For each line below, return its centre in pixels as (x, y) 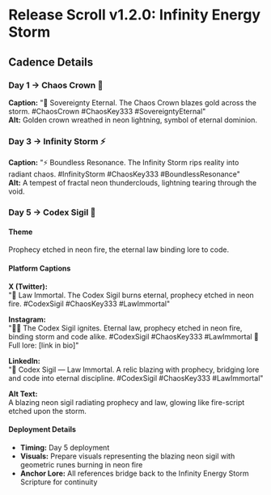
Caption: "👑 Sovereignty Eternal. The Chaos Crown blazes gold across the (133, 102)
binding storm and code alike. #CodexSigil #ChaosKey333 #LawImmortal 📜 (133, 336)
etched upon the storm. (47, 411)
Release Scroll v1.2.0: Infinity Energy (135, 15)
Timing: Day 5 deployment (65, 447)
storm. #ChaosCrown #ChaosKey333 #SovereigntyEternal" (107, 111)
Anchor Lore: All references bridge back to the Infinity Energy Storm (134, 473)
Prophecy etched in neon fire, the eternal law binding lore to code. (119, 250)
